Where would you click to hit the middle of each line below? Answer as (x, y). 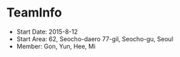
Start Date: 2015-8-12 (47, 32)
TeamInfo (34, 13)
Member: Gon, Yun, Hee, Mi (56, 46)
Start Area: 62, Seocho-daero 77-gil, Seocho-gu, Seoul (95, 38)
